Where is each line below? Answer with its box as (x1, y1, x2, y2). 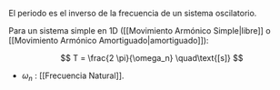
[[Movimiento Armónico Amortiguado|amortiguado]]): (8, 35, 209, 45)
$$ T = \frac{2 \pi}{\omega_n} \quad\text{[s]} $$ (60, 53, 244, 63)
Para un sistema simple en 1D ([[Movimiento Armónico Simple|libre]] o (8, 25, 271, 35)
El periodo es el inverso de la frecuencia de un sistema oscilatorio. (8, 8, 257, 18)
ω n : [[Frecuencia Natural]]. (21, 70, 125, 83)
